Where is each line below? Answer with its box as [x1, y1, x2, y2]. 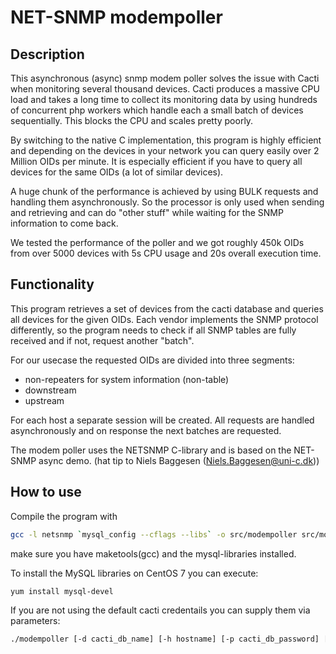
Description [10, 46, 85, 63]
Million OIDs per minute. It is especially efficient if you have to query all [10, 156, 303, 167]
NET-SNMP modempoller [10, 6, 223, 29]
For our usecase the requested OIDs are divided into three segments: [10, 354, 295, 366]
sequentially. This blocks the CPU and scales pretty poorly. [10, 115, 254, 126]
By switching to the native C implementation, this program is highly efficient [10, 134, 322, 146]
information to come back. [10, 217, 119, 229]
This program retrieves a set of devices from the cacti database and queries [10, 302, 324, 315]
